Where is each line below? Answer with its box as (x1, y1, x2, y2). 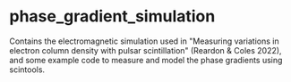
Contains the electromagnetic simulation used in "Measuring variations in (9, 36, 279, 46)
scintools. (9, 64, 46, 75)
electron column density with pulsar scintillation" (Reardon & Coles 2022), (9, 45, 282, 55)
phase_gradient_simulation (9, 6, 216, 27)
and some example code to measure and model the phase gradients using (9, 54, 283, 65)
